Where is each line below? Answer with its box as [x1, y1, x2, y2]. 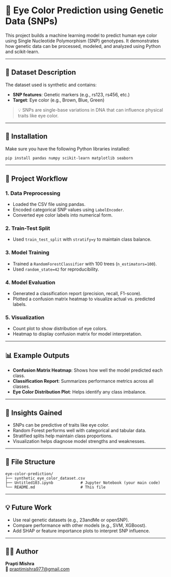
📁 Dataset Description [5, 68, 76, 77]
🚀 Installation [5, 132, 48, 141]
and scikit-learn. [5, 48, 40, 55]
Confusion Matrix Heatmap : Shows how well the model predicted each [12, 367, 163, 374]
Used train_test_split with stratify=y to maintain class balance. [12, 237, 152, 243]
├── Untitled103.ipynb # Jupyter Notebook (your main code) [5, 480, 160, 485]
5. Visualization [5, 313, 45, 321]
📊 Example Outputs [5, 351, 70, 360]
